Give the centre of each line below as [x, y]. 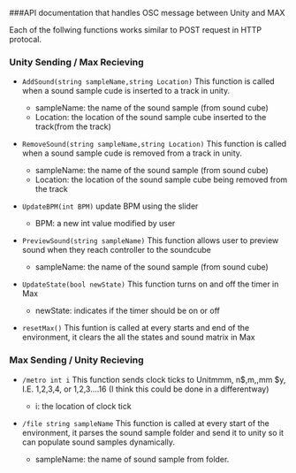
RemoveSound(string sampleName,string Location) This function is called [154, 144]
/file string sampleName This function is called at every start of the [145, 423]
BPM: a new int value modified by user [105, 224]
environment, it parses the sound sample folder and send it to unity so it [153, 432]
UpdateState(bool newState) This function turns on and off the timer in [150, 284]
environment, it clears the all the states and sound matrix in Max [138, 337]
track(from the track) [73, 126]
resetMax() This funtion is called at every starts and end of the [136, 328]
